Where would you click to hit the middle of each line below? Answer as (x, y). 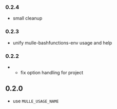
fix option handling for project (52, 72)
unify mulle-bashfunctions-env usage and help (62, 42)
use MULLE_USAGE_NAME (36, 101)
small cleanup (27, 18)
